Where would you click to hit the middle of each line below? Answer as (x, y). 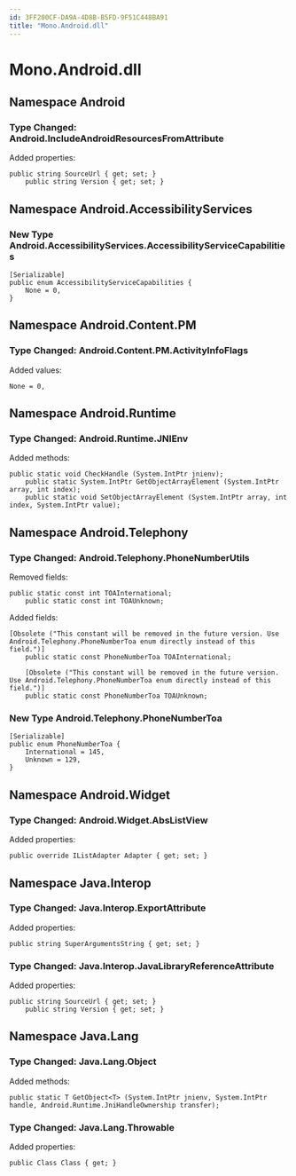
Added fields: (34, 618)
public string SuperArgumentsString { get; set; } (105, 943)
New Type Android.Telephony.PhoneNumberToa (116, 718)
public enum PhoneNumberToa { (65, 745)
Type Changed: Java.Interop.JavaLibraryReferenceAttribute (142, 966)
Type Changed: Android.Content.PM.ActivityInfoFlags (129, 351)
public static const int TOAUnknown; (95, 601)
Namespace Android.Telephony (99, 532)
